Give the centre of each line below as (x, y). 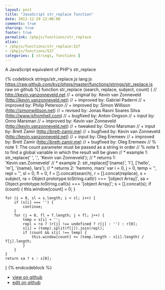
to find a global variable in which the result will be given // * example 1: (77, 152)
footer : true (18, 33)
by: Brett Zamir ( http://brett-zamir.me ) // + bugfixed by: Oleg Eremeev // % (81, 142)
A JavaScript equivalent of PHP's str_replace (50, 70)
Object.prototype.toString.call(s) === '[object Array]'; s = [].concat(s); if (78, 184)
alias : (12, 42)
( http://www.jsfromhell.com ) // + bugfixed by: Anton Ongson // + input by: (80, 116)
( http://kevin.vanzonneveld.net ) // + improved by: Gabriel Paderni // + (76, 100)
